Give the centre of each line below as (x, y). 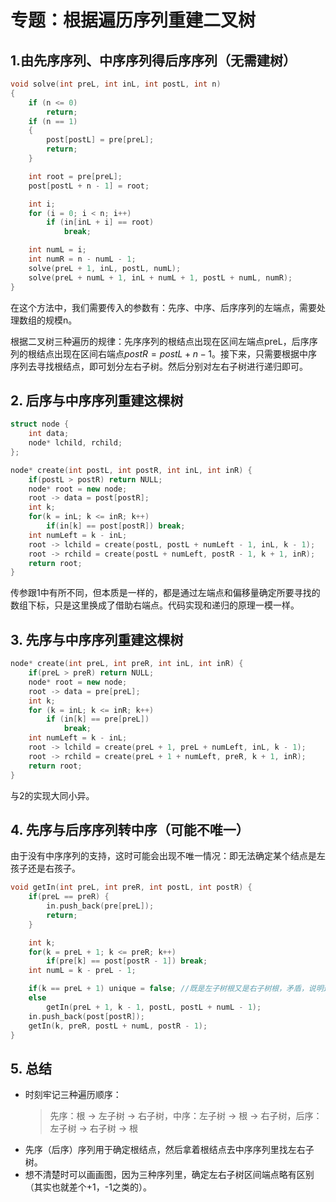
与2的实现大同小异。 (52, 795)
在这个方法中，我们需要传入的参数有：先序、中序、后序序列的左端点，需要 (163, 307)
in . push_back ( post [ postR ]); (86, 1016)
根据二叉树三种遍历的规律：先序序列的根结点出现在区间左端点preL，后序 (160, 341)
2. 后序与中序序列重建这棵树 (97, 400)
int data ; (49, 434)
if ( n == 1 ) (53, 121)
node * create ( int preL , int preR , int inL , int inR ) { (127, 664)
